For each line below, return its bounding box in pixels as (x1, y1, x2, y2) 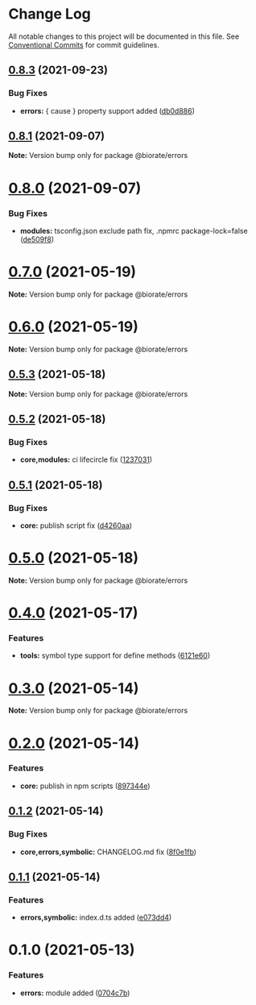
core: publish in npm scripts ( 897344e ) (19, 781, 151, 791)
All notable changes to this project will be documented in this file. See (8, 31, 240, 41)
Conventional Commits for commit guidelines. (8, 39, 159, 49)
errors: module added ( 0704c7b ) (19, 988, 130, 998)
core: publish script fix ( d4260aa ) (19, 521, 133, 530)
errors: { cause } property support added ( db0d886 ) (19, 106, 196, 115)
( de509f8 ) (19, 235, 55, 244)
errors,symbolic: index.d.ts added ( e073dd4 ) (19, 912, 172, 923)
